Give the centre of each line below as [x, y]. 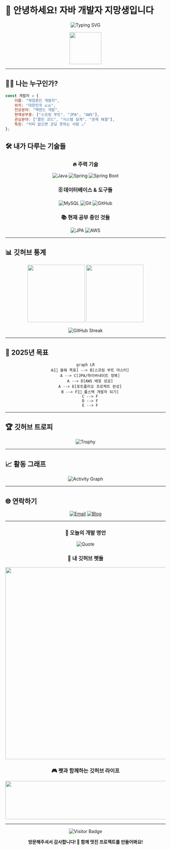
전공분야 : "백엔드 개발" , [37, 110]
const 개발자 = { [22, 96]
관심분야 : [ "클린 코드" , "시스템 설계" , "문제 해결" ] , [65, 120]
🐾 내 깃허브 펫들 [85, 558]
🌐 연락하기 [21, 501]
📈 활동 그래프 [26, 464]
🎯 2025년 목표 [27, 353]
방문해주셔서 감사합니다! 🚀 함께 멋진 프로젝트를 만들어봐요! [85, 842]
